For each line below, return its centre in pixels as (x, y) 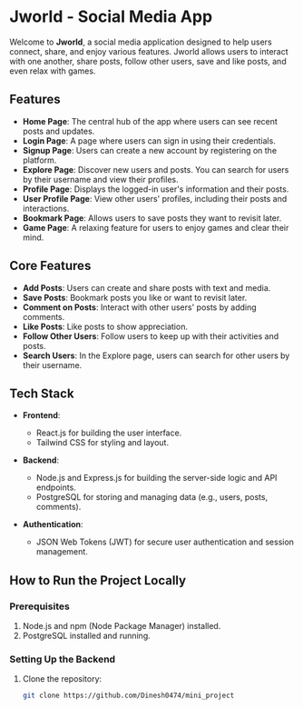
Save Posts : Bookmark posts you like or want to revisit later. (135, 297)
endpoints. (56, 487)
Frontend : (41, 415)
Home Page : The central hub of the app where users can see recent (150, 121)
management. (62, 552)
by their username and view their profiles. (100, 179)
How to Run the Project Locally (98, 580)
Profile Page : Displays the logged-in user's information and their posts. (156, 189)
